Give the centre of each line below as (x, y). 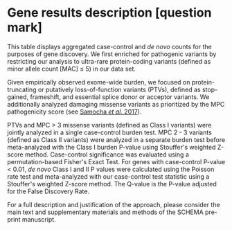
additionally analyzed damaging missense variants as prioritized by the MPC (116, 104)
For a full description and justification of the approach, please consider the (114, 204)
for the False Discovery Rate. (48, 191)
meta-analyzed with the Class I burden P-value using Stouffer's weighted (111, 147)
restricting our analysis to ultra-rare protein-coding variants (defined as (109, 61)
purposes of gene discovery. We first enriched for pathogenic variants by (112, 54)
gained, (18, 97)
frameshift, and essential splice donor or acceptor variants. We (120, 97)
